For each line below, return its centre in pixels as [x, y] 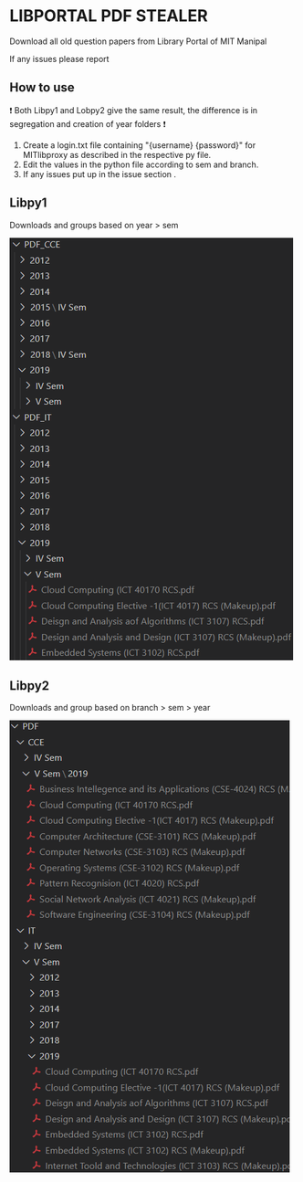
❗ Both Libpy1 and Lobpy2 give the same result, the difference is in [134, 110]
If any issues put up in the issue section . [99, 174]
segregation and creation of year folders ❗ [88, 123]
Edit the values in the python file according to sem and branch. [141, 164]
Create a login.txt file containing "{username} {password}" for [139, 145]
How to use [42, 88]
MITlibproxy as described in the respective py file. [117, 154]
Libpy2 [30, 686]
